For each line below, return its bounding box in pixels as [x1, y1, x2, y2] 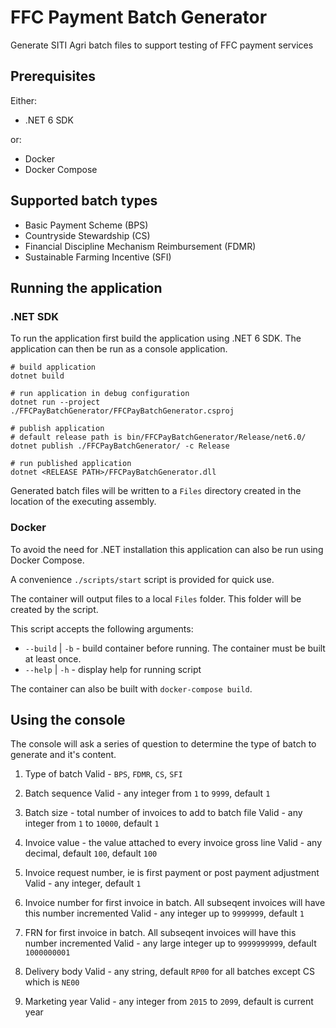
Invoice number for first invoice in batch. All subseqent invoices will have [24, 897, 326, 909]
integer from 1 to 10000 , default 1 [24, 817, 160, 830]
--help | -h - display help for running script [24, 663, 202, 675]
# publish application [10, 424, 105, 434]
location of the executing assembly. [10, 496, 157, 508]
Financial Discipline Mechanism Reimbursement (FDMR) [24, 240, 257, 252]
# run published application [10, 459, 132, 469]
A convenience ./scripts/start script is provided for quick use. [10, 573, 275, 585]
